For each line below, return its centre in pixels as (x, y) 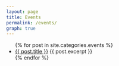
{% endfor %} (32, 58)
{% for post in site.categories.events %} (64, 45)
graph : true (21, 28)
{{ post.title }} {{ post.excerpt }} (54, 52)
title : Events (24, 17)
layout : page (22, 12)
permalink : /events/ (32, 23)
